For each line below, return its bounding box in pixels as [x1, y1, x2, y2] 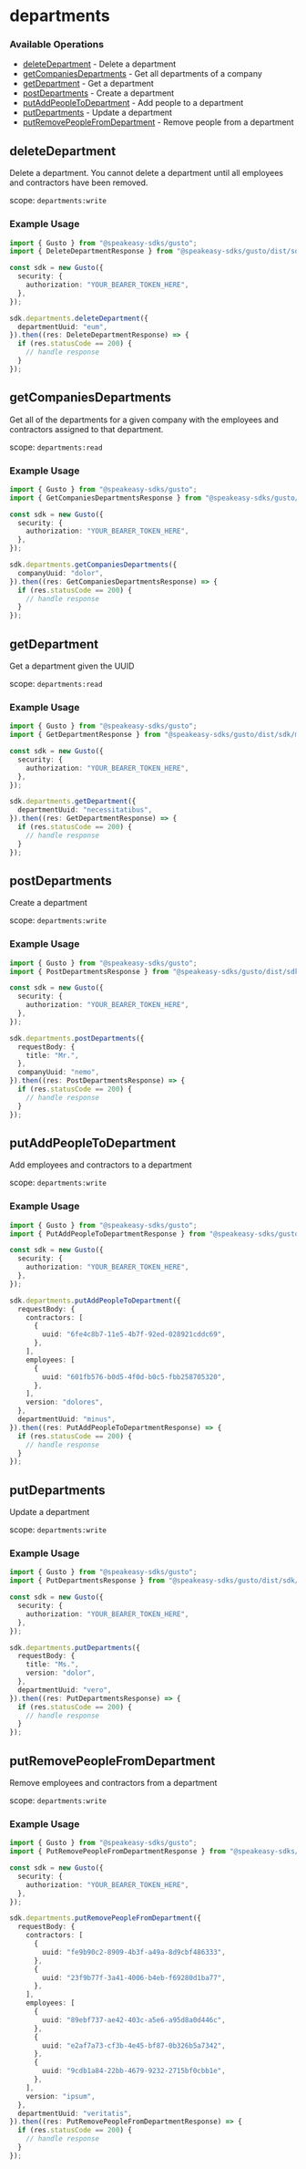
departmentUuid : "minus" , [17, 1415, 117, 1424]
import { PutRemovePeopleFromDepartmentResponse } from [9, 1847, 226, 1856]
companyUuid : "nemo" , [17, 1068, 100, 1077]
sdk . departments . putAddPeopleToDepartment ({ [9, 1296, 181, 1305]
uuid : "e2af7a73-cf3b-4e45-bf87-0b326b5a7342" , [42, 2040, 226, 2050]
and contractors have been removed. [9, 177, 148, 188]
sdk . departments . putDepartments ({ [9, 1643, 141, 1652]
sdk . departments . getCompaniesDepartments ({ [9, 560, 178, 570]
